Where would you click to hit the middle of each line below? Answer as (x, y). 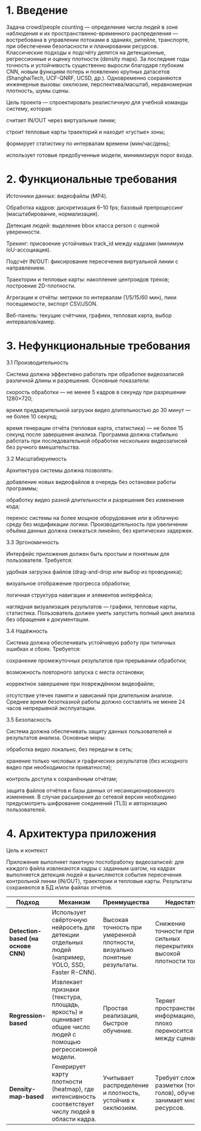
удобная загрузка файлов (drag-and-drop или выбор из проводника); (95, 571)
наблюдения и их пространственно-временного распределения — (92, 33)
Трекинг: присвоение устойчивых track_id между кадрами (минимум (95, 243)
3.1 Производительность (37, 362)
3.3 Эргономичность (33, 542)
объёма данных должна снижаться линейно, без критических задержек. (100, 530)
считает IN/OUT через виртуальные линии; (61, 120)
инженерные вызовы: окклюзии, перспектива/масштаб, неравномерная (99, 84)
